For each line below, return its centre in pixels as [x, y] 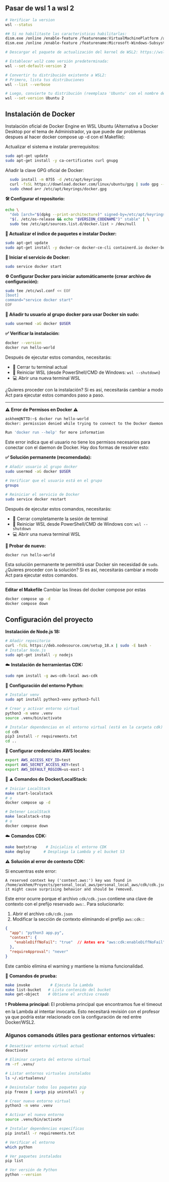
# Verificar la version [30, 20]
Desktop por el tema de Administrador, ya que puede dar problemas [76, 131]
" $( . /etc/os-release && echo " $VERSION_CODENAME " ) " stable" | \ [80, 219]
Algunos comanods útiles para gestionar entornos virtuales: [80, 1035]
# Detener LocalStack [28, 812]
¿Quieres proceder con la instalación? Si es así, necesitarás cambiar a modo [84, 389]
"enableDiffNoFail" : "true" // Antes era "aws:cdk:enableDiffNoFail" [90, 942]
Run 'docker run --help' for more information [55, 433]
